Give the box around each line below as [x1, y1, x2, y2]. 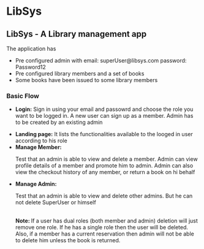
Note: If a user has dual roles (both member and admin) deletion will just [15, 217, 198, 224]
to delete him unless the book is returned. [15, 237, 121, 244]
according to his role [15, 137, 67, 145]
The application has [6, 45, 56, 52]
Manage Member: [15, 144, 62, 151]
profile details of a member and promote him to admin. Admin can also [15, 162, 194, 169]
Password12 [15, 63, 46, 71]
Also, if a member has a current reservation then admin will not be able [15, 230, 194, 237]
